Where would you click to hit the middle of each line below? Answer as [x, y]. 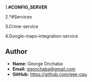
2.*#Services [19, 17]
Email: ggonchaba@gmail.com [44, 69]
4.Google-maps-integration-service [42, 36]
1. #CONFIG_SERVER [26, 7]
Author [16, 52]
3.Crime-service [22, 26]
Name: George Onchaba [38, 64]
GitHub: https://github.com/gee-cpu [50, 74]
